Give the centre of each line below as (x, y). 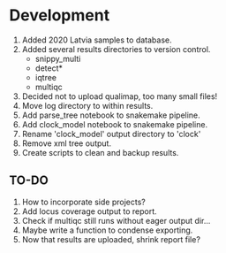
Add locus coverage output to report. (89, 211)
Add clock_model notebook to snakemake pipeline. (115, 124)
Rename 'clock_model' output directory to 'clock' (111, 134)
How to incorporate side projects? (83, 202)
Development (60, 15)
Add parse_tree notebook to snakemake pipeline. (111, 115)
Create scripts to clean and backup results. (100, 152)
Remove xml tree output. (67, 143)
